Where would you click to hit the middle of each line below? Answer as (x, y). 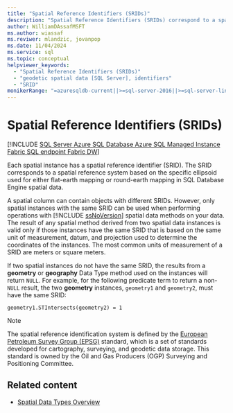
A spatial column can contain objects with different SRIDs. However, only (111, 201)
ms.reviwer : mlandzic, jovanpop (54, 39)
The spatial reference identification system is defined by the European (107, 334)
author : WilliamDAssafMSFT (46, 26)
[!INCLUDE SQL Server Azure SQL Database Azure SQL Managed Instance (114, 144)
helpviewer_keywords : (38, 65)
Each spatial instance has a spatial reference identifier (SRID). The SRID (110, 165)
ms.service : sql (31, 53)
